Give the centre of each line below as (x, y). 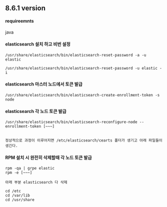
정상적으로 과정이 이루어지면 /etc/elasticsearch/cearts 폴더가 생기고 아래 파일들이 (84, 140)
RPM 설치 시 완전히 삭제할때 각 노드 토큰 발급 (48, 157)
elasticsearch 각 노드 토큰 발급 (36, 111)
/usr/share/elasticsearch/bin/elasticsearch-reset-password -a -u (76, 55)
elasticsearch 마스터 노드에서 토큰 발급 (44, 84)
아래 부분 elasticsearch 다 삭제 (36, 182)
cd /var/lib (17, 195)
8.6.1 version (25, 8)
